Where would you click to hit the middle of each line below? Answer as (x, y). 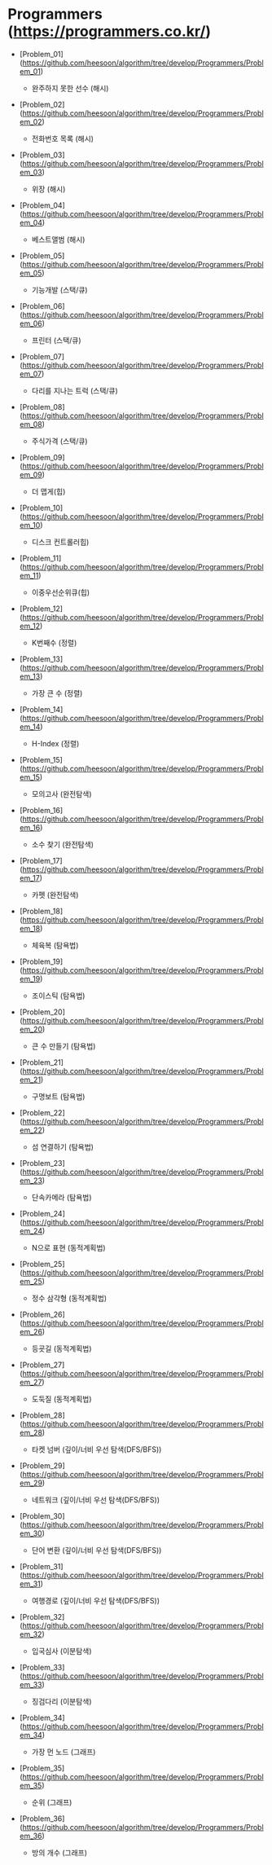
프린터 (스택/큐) (57, 340)
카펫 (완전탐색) (55, 895)
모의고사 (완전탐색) (61, 794)
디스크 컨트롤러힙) (60, 542)
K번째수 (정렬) (54, 642)
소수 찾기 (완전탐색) (63, 844)
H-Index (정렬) (55, 743)
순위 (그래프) (52, 1802)
